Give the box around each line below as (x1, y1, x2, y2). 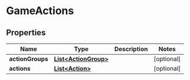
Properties (6, 28, 46, 38)
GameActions (6, 4, 74, 18)
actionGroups (9, 55, 48, 63)
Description (114, 45, 148, 53)
